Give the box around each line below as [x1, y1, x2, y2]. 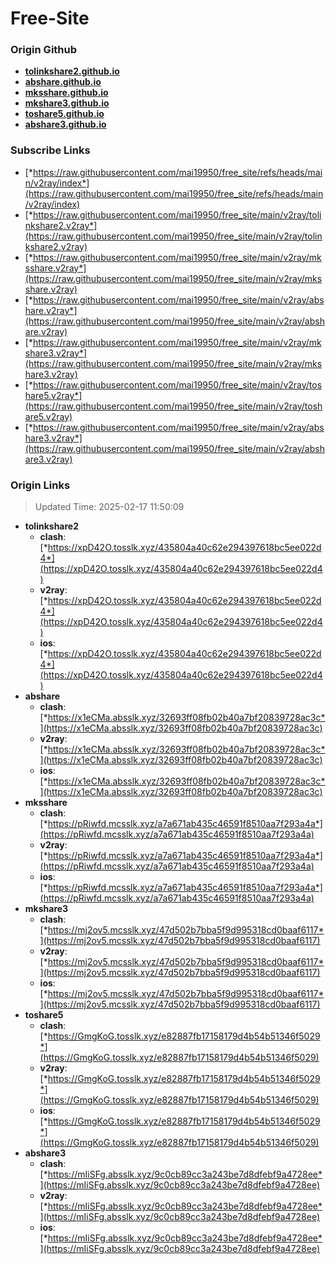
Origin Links [10, 478, 71, 492]
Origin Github [10, 43, 78, 57]
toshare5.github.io [24, 108, 105, 120]
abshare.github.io [24, 76, 102, 88]
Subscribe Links [10, 143, 91, 157]
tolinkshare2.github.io [24, 65, 120, 77]
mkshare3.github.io [24, 97, 110, 109]
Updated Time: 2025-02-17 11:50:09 [34, 501, 185, 513]
